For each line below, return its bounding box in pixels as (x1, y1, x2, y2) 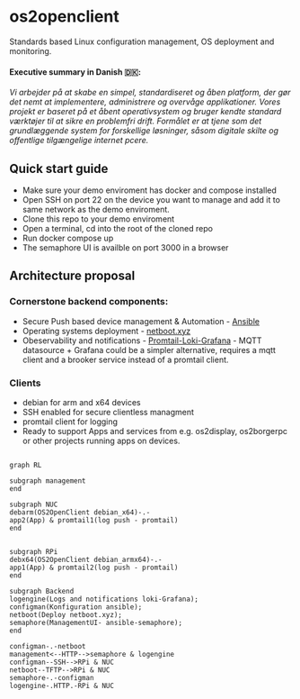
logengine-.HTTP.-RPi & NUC (9, 681, 115, 690)
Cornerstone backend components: (9, 295, 169, 308)
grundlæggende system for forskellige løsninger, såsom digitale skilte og (9, 125, 279, 136)
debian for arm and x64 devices (22, 396, 141, 407)
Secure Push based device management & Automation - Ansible (22, 315, 260, 326)
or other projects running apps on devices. (22, 435, 181, 446)
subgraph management (9, 476, 87, 486)
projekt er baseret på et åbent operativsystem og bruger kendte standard (9, 106, 282, 117)
